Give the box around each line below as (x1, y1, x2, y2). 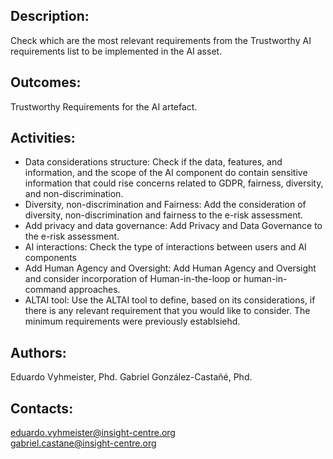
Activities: (10, 130, 76, 147)
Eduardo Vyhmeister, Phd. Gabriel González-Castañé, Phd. (10, 371, 253, 383)
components (24, 252, 77, 264)
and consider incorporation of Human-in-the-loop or (24, 273, 242, 285)
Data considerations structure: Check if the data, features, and (24, 156, 283, 168)
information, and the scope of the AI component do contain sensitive (24, 167, 308, 179)
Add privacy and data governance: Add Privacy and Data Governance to (24, 220, 323, 232)
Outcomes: (10, 74, 82, 91)
